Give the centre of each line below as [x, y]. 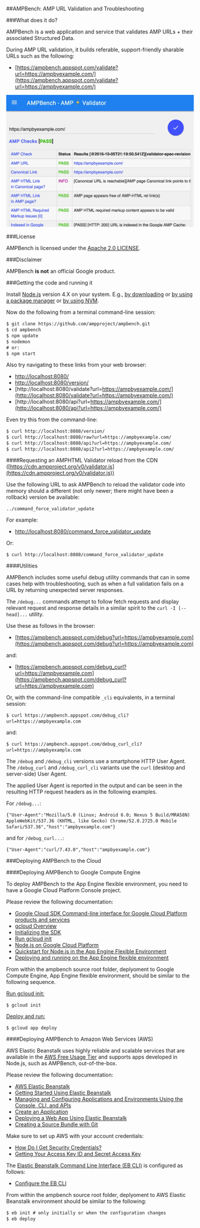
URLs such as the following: [40, 56]
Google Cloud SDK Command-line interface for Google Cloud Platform [101, 913]
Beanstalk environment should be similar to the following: [76, 1201]
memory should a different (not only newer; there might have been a [90, 490]
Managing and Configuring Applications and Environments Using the [99, 1099]
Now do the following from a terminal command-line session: [81, 312]
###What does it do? [32, 20]
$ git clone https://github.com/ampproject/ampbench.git [78, 324]
